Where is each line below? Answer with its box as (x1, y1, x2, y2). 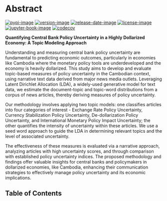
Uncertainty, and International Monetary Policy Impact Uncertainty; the (5, 117, 151, 123)
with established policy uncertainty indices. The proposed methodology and (5, 153, 162, 160)
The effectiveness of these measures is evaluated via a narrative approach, (5, 143, 160, 149)
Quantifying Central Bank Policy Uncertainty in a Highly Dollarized (5, 34, 145, 40)
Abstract (5, 3, 42, 14)
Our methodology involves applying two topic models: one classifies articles (5, 101, 162, 107)
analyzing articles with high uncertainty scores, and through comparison (5, 148, 155, 154)
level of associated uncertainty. (5, 133, 70, 139)
